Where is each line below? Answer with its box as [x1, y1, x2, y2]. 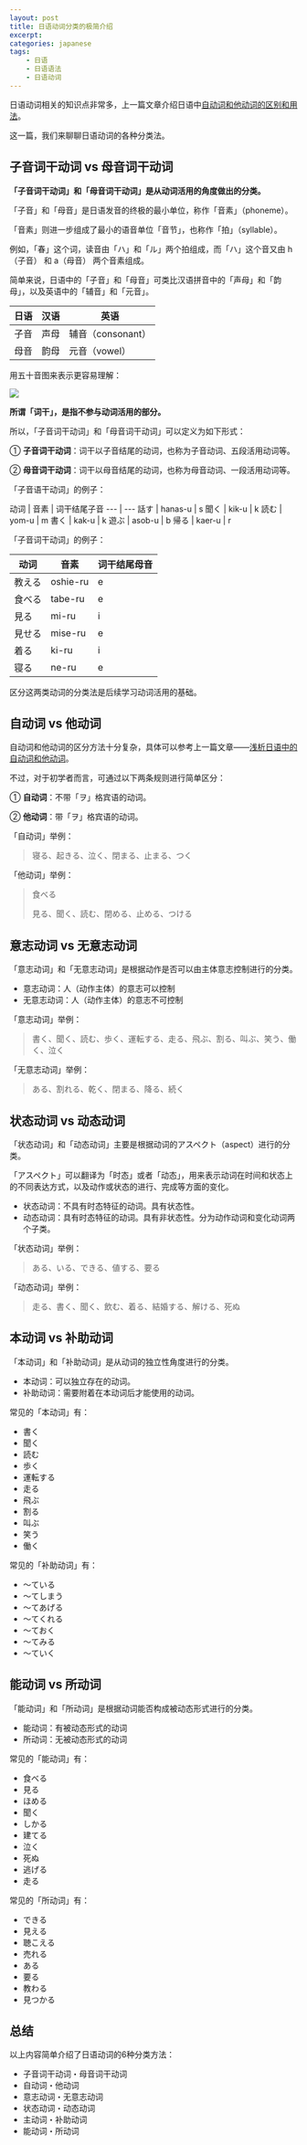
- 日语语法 [26, 65, 62, 74]
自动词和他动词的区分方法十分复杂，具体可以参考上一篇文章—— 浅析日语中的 [9, 742, 298, 753]
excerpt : [9, 30, 43, 39]
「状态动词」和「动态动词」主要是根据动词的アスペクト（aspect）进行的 [9, 1139, 283, 1149]
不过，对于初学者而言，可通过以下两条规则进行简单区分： [9, 773, 226, 784]
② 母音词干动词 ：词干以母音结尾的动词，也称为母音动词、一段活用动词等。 [9, 464, 295, 475]
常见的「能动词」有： [9, 1753, 90, 1764]
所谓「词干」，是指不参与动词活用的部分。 [9, 406, 166, 417]
